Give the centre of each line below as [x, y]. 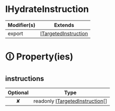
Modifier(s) [22, 25]
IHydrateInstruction [47, 9]
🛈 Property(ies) [39, 57]
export [16, 33]
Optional [18, 92]
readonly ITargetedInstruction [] [70, 101]
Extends [64, 25]
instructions [25, 78]
